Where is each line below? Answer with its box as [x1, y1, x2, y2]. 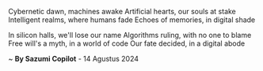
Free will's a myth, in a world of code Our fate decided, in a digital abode [8, 39, 246, 48]
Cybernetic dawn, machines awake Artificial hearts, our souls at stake [8, 7, 236, 16]
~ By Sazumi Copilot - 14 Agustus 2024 [8, 54, 139, 63]
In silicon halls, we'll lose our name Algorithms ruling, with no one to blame [8, 31, 252, 39]
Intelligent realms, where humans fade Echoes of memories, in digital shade [8, 15, 256, 24]
